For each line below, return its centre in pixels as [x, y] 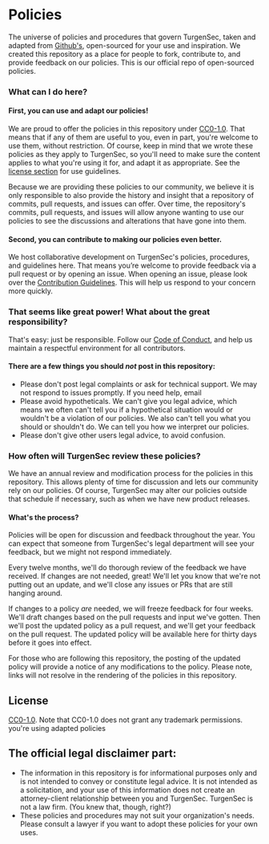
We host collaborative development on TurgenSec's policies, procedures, [129, 257]
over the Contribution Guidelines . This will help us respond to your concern [132, 283]
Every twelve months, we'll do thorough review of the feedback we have [127, 567]
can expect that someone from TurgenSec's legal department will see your [131, 543]
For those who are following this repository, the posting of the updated [124, 658]
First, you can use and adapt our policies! [78, 111]
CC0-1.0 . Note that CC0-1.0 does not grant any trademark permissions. [125, 720]
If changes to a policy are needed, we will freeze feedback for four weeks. [131, 609]
